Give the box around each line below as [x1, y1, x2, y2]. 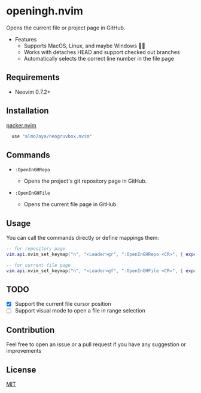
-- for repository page [6, 246, 66, 252]
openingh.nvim [6, 4, 84, 18]
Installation [6, 106, 49, 116]
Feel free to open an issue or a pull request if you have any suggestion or [6, 341, 187, 348]
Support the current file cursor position [14, 300, 112, 308]
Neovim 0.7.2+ [14, 88, 51, 96]
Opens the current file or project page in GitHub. [6, 24, 126, 31]
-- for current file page [6, 262, 71, 268]
